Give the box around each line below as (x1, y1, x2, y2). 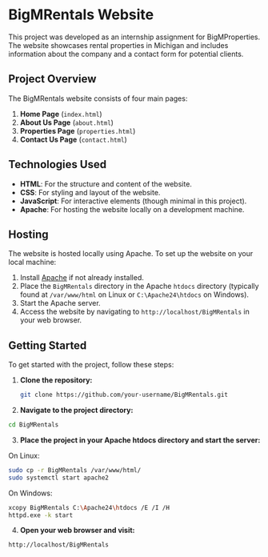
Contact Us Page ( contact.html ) (19, 134, 128, 144)
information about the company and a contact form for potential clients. (8, 49, 244, 58)
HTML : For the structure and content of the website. (19, 178, 192, 189)
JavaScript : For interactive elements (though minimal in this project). (19, 196, 247, 206)
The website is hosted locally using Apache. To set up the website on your (8, 249, 254, 258)
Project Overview (8, 72, 97, 86)
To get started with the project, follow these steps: (8, 360, 174, 370)
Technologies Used (8, 158, 106, 171)
